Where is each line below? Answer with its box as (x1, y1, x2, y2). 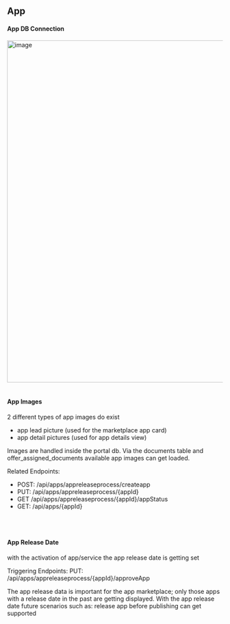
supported (7, 609, 36, 617)
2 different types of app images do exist (7, 413, 120, 421)
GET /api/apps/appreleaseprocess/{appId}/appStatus (16, 495, 168, 503)
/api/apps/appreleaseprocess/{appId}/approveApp (7, 574, 151, 582)
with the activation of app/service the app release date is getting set (7, 554, 200, 562)
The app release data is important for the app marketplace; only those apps (7, 588, 220, 595)
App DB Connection (7, 24, 65, 33)
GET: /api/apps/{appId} (16, 502, 83, 510)
